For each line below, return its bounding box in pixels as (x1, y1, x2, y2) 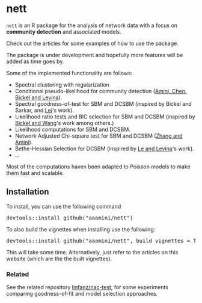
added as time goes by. (6, 58, 64, 65)
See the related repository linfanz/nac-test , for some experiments (6, 284, 168, 291)
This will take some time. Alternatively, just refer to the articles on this (6, 248, 179, 256)
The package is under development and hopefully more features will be (6, 51, 183, 58)
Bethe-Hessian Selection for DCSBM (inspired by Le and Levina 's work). (14, 145, 194, 152)
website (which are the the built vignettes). (6, 255, 112, 262)
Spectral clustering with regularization (14, 81, 109, 88)
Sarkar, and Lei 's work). (14, 106, 74, 114)
